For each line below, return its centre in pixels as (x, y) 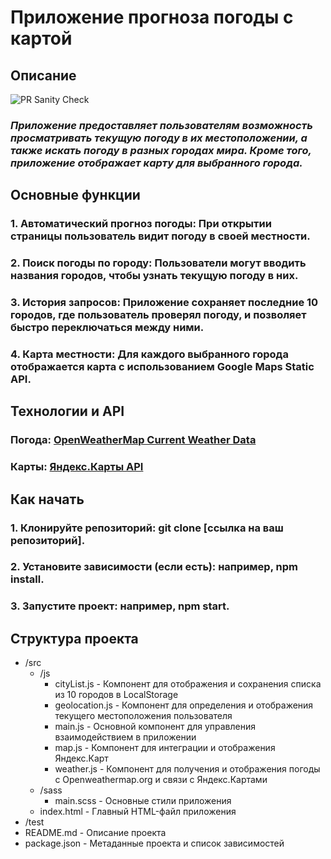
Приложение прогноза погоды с (152, 17)
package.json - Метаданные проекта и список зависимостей (154, 843)
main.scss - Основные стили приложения (143, 801)
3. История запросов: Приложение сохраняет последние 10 (164, 303)
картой (41, 38)
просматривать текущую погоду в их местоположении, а (159, 138)
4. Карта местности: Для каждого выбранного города (149, 354)
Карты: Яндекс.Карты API (77, 467)
